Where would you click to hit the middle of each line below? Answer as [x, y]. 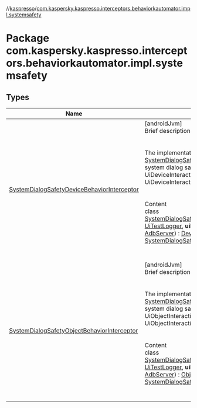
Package [28, 38]
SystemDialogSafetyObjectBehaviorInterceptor [74, 330]
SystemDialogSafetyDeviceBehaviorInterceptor [74, 189]
